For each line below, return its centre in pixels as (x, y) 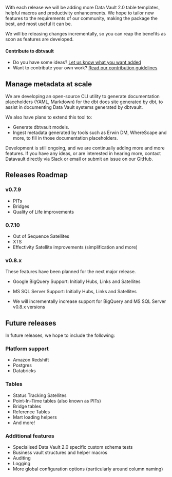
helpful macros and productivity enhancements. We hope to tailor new (80, 13)
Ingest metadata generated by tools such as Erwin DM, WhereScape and (90, 132)
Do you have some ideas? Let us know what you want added (77, 62)
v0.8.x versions (29, 307)
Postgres (22, 365)
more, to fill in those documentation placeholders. (65, 138)
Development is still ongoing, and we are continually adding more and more (85, 148)
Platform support (27, 349)
